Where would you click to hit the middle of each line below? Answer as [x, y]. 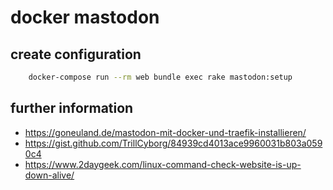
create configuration [76, 54]
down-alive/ [49, 175]
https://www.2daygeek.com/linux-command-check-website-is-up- [163, 164]
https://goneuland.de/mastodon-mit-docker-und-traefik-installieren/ [165, 132]
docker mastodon [85, 17]
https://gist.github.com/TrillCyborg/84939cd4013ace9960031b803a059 [173, 143]
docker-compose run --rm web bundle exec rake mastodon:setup [160, 77]
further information [72, 108]
